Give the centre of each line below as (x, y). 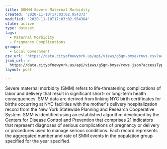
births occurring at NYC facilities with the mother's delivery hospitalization (81, 104)
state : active (20, 24)
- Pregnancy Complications (38, 42)
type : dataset (20, 28)
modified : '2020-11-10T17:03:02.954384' (48, 19)
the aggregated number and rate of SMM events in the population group (79, 136)
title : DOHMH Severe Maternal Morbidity (48, 10)
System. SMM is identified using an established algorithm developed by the (82, 114)
